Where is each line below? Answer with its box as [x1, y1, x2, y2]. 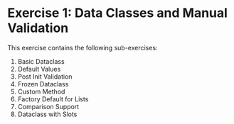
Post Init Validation [17, 72, 73, 81]
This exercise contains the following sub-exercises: [7, 43, 158, 52]
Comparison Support [17, 102, 80, 111]
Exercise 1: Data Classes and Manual [7, 5, 228, 21]
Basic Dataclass [17, 57, 65, 65]
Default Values [17, 64, 61, 73]
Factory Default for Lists [17, 94, 89, 103]
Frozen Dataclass [17, 79, 69, 88]
